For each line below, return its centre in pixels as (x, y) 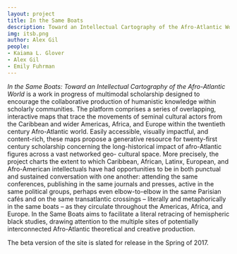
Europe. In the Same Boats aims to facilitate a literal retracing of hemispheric (119, 214)
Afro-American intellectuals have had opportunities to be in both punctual (114, 169)
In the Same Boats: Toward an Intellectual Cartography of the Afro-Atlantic (116, 86)
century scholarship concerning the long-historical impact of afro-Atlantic (115, 146)
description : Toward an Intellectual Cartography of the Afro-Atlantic (115, 27)
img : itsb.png (28, 34)
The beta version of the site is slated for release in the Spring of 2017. (108, 242)
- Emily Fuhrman (31, 66)
